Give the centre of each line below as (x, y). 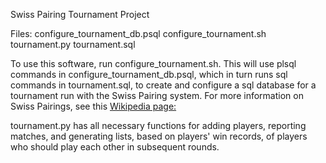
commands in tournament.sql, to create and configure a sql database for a (163, 85)
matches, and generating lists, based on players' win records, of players (159, 136)
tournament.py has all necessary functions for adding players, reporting (158, 125)
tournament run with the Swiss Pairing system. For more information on (157, 95)
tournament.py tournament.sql (73, 44)
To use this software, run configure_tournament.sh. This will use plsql (153, 63)
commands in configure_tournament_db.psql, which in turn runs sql (149, 74)
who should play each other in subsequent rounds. (115, 147)
